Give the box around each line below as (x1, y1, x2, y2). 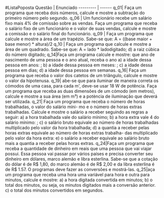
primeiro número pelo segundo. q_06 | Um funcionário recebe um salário (5, 15, 152, 21)
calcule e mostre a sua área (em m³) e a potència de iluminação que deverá (5, 93, 158, 99)
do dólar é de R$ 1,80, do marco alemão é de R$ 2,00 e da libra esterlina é (5, 161, 155, 167)
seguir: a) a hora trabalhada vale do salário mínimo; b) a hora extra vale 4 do (5, 114, 160, 120)
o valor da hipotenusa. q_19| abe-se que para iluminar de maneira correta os (5, 78, 159, 84)
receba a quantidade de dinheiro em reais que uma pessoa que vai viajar (5, 145, 152, 151)
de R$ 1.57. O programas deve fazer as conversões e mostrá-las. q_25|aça (5, 167, 155, 172)
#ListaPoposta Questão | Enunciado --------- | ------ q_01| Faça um (5, 5, 142, 10)
